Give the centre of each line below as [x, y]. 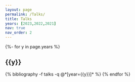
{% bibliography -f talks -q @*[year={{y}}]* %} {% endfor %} [68, 74]
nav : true [15, 28]
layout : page [19, 10]
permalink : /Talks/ [25, 14]
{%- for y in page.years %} [33, 47]
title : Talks [19, 19]
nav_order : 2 [19, 33]
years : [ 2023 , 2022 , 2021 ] [31, 23]
